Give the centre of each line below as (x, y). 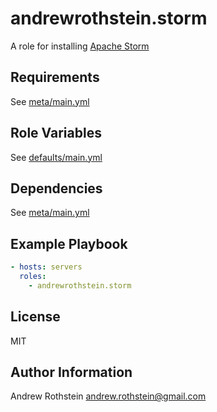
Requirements (55, 77)
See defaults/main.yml (56, 157)
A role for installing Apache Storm (80, 46)
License (35, 317)
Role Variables (56, 133)
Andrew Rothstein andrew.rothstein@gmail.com (108, 396)
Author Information (71, 372)
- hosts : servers (46, 267)
